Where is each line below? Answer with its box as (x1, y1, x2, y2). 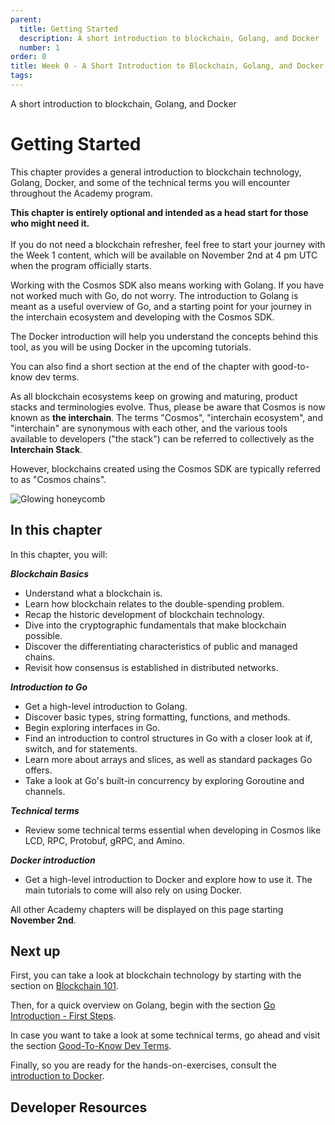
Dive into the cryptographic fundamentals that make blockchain (24, 619, 287, 631)
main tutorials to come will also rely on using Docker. (24, 884, 243, 896)
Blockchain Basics (10, 567, 90, 580)
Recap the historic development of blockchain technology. (24, 608, 265, 620)
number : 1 (19, 42, 60, 53)
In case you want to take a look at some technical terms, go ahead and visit (10, 1029, 321, 1041)
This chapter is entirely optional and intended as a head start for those (10, 206, 309, 218)
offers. (24, 764, 53, 776)
